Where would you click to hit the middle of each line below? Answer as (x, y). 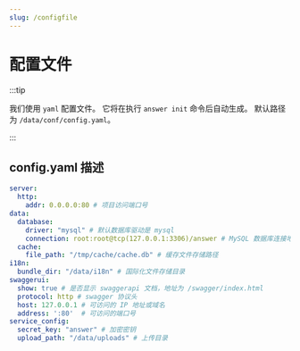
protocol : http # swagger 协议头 (77, 297)
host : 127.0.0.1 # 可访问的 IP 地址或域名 (91, 305)
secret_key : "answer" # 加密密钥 (77, 330)
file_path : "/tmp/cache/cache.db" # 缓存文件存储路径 (122, 255)
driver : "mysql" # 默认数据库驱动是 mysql (100, 230)
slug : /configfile (43, 17)
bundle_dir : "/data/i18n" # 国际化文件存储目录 (101, 272)
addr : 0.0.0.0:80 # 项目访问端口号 (87, 205)
